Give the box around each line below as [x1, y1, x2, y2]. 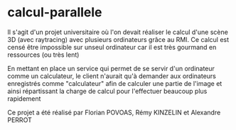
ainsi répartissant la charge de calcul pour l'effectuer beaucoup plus [7, 87, 208, 95]
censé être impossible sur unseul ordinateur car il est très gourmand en [7, 43, 217, 51]
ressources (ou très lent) [7, 50, 80, 59]
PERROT [7, 115, 32, 124]
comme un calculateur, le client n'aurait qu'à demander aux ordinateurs [7, 72, 217, 80]
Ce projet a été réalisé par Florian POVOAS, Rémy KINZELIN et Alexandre [7, 108, 221, 117]
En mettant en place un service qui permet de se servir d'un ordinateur [7, 64, 215, 72]
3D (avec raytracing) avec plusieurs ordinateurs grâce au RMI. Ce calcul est [7, 35, 230, 43]
